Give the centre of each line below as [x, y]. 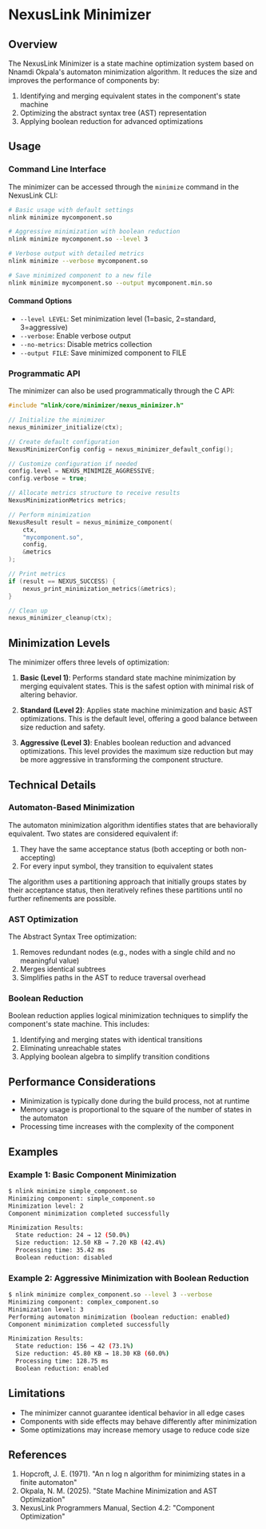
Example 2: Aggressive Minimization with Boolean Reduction [129, 1278]
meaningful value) [50, 960]
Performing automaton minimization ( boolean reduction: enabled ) [119, 1317]
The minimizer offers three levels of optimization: [89, 662]
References [38, 1455]
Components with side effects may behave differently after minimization [138, 1421]
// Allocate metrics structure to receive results [94, 493]
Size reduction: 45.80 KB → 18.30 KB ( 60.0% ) [93, 1354]
